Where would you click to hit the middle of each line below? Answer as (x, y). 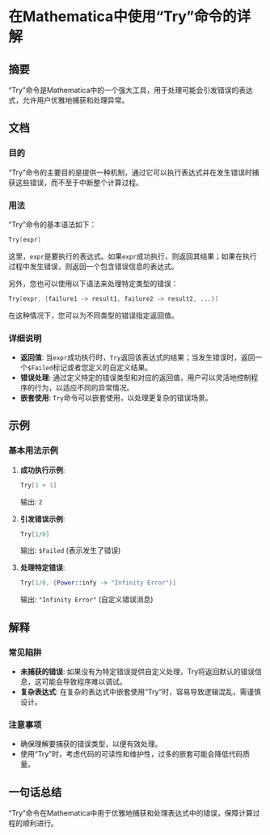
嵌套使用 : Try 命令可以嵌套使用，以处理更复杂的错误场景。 (116, 398)
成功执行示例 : (42, 470)
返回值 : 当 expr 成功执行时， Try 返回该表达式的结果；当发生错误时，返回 (137, 357)
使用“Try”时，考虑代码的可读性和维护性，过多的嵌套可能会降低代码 (131, 754)
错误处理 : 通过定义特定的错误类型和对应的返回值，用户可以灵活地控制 (135, 377)
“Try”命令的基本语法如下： (53, 224)
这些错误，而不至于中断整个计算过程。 (79, 182)
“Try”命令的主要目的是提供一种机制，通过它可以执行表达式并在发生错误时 (130, 172)
